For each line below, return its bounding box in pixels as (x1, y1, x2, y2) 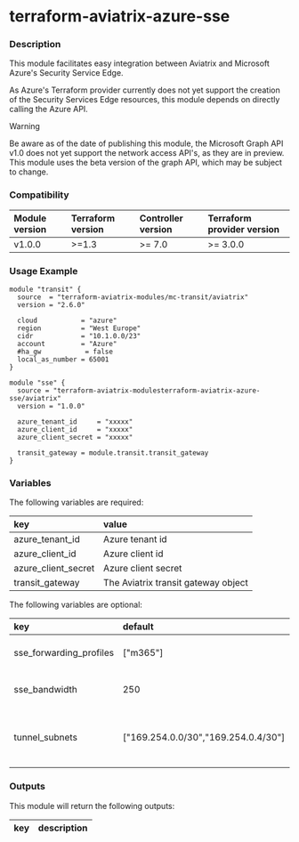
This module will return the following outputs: (9, 800, 175, 811)
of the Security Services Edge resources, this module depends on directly (9, 94, 280, 105)
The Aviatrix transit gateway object (103, 577, 249, 589)
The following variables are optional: (9, 599, 142, 611)
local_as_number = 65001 (17, 355, 109, 364)
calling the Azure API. (9, 104, 89, 115)
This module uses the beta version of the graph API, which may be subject (9, 158, 283, 168)
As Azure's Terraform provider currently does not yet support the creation (9, 85, 280, 95)
